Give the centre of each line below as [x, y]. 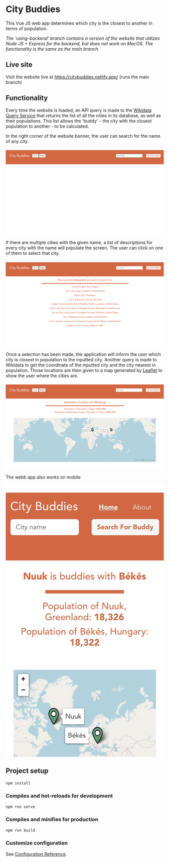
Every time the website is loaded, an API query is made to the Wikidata [79, 110]
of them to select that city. [33, 253]
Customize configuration [37, 843]
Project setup [27, 771]
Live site [19, 65]
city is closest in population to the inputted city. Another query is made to [81, 360]
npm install [18, 783]
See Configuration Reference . [36, 854]
